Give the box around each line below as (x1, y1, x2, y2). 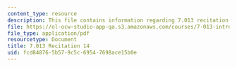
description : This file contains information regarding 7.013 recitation (7, 17, 229, 24)
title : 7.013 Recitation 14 (7, 43, 90, 50)
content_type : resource (7, 10, 78, 17)
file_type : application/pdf (7, 29, 90, 37)
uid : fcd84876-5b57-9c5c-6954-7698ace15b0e (7, 50, 138, 57)
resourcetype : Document (7, 36, 78, 43)
